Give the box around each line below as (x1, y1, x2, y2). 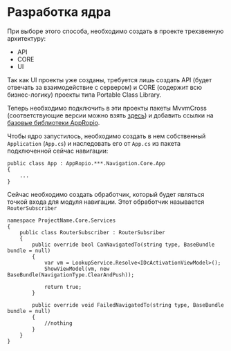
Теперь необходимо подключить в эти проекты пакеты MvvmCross (7, 104, 207, 112)
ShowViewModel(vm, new (44, 265, 110, 272)
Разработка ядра (7, 4, 111, 20)
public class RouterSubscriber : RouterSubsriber (19, 229, 166, 236)
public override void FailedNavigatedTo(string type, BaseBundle (32, 301, 225, 308)
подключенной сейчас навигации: (7, 146, 109, 155)
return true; (44, 283, 82, 290)
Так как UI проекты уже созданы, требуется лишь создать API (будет (7, 75, 212, 84)
